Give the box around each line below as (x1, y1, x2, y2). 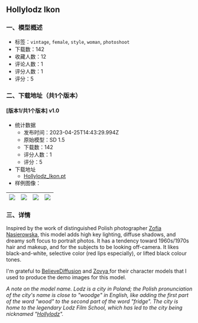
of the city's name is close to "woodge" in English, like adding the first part (6, 292, 189, 299)
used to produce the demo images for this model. (6, 274, 126, 281)
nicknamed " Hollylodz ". (6, 311, 64, 318)
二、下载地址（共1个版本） (6, 91, 82, 99)
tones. (6, 256, 22, 263)
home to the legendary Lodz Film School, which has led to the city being (6, 304, 183, 311)
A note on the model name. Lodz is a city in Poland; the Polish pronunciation (6, 285, 193, 292)
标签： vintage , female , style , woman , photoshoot (14, 38, 130, 45)
